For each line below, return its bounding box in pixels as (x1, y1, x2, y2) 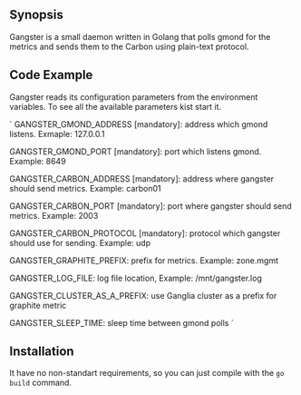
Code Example (9, 67, 93, 83)
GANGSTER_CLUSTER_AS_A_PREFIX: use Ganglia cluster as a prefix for (9, 290, 277, 301)
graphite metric (9, 300, 67, 311)
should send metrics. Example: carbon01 (9, 183, 161, 193)
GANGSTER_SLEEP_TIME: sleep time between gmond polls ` (9, 317, 234, 328)
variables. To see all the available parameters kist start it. (9, 101, 222, 112)
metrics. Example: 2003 (9, 210, 99, 221)
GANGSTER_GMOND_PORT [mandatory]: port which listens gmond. (9, 145, 262, 157)
